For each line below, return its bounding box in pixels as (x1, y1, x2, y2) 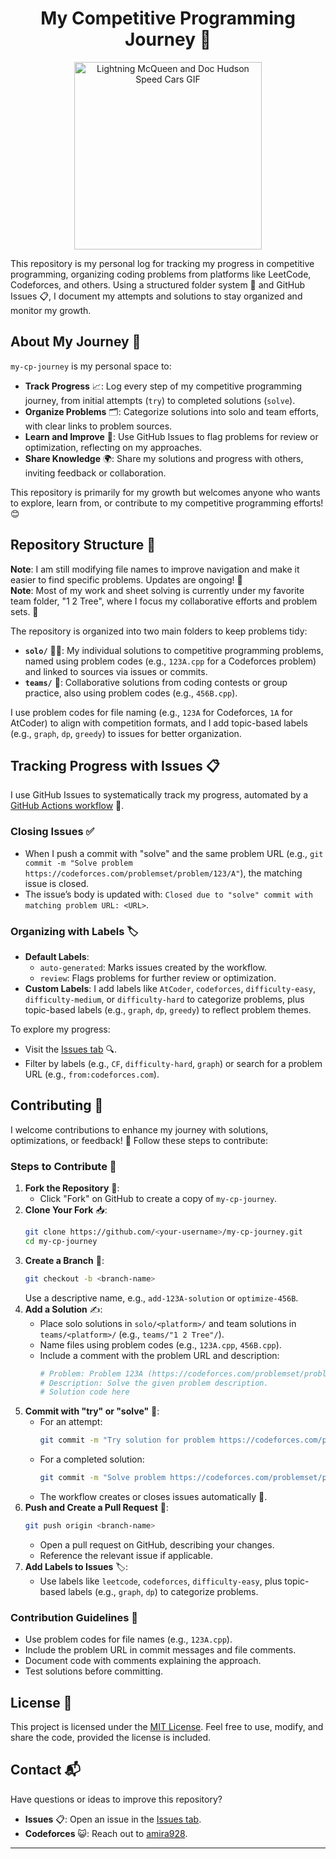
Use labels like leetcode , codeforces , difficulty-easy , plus (39, 1575, 283, 1587)
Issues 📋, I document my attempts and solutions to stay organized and (10, 290, 303, 302)
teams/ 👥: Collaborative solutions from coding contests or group (24, 676, 288, 688)
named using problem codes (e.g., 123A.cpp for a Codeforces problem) (24, 655, 317, 667)
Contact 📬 (10, 1762, 81, 1779)
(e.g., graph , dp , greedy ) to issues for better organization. (10, 727, 242, 739)
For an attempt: (39, 1416, 103, 1428)
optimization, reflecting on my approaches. (24, 441, 203, 453)
